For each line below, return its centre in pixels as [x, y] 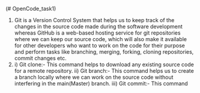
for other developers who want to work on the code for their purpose [100, 45]
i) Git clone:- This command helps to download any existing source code [104, 64]
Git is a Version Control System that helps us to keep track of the [94, 20]
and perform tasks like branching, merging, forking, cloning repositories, [104, 52]
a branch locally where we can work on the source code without [94, 77]
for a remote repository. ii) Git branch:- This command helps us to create [104, 71]
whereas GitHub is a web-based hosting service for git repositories [97, 33]
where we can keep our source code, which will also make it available [101, 39]
